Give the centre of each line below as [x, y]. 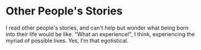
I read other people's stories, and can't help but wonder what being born [97, 28]
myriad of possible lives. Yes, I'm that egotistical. [67, 40]
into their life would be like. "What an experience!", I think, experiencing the [100, 34]
